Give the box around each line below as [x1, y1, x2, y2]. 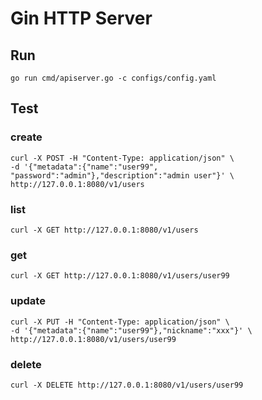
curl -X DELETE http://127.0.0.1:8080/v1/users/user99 [10, 380, 244, 390]
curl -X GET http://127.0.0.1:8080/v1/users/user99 [10, 271, 230, 281]
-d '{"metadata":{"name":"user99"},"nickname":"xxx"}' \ [10, 325, 253, 336]
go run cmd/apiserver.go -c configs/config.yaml [10, 73, 217, 83]
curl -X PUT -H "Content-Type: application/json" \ [10, 317, 230, 327]
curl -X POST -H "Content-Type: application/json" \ [10, 153, 235, 163]
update [10, 294, 46, 308]
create [10, 130, 43, 144]
